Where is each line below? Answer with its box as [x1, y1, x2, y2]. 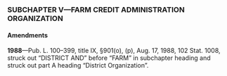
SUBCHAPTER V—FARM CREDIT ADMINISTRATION [7, 5, 185, 15]
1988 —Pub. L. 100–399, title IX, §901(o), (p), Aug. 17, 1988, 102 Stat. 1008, [7, 47, 221, 55]
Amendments [7, 31, 48, 39]
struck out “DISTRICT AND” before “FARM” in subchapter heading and [7, 54, 211, 62]
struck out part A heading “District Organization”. [7, 61, 149, 70]
